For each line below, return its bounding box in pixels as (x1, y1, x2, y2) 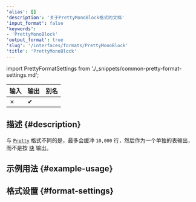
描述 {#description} (6, 119, 82, 130)
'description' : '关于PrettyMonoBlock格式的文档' (6, 15, 125, 21)
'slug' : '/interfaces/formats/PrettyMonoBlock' (6, 43, 129, 49)
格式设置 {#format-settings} (6, 186, 114, 197)
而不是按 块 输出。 (6, 144, 52, 151)
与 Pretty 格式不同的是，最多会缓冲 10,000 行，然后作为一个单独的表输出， (6, 137, 194, 144)
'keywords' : (6, 25, 36, 32)
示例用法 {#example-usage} (6, 163, 113, 174)
